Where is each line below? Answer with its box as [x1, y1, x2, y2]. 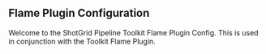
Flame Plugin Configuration [8, 6, 150, 20]
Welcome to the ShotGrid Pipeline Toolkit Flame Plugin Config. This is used [8, 27, 259, 37]
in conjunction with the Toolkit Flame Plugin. [8, 36, 156, 46]
